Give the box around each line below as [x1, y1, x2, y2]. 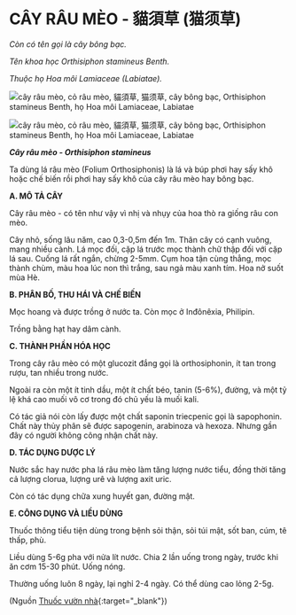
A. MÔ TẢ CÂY [9, 191, 64, 201]
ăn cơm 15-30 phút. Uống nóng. [9, 561, 126, 572]
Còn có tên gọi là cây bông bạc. [9, 38, 127, 50]
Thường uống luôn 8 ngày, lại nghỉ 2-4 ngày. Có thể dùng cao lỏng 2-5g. [9, 578, 275, 588]
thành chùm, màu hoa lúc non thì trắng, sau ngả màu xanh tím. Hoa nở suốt [9, 262, 284, 273]
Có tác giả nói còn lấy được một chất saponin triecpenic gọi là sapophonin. [9, 410, 283, 422]
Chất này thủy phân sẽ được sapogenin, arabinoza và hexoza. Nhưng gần [9, 420, 277, 431]
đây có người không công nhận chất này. [9, 430, 158, 440]
